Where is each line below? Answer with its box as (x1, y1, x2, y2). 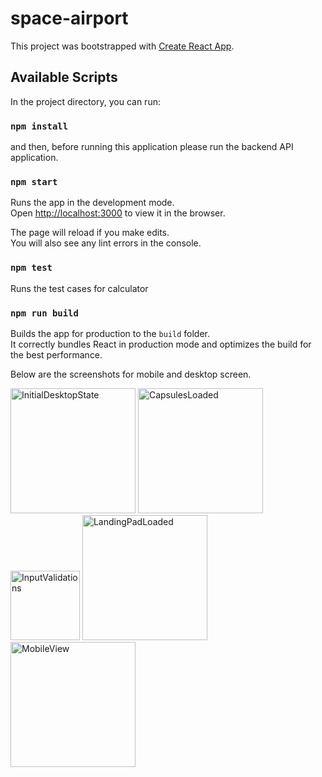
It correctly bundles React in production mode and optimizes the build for (10, 338, 312, 350)
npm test (10, 262, 53, 274)
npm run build (10, 307, 79, 319)
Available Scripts (10, 69, 118, 86)
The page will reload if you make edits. (10, 227, 170, 239)
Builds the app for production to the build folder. (10, 327, 211, 339)
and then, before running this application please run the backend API (10, 141, 294, 153)
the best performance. (10, 348, 103, 361)
